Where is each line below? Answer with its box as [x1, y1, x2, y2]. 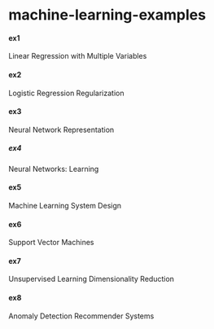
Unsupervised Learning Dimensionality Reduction [8, 274, 175, 284]
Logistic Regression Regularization [8, 88, 124, 98]
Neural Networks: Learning [8, 164, 99, 173]
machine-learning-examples [8, 6, 206, 24]
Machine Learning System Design [8, 200, 122, 210]
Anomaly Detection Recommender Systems [8, 311, 155, 321]
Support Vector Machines [8, 238, 94, 248]
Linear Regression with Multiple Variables [8, 51, 147, 61]
